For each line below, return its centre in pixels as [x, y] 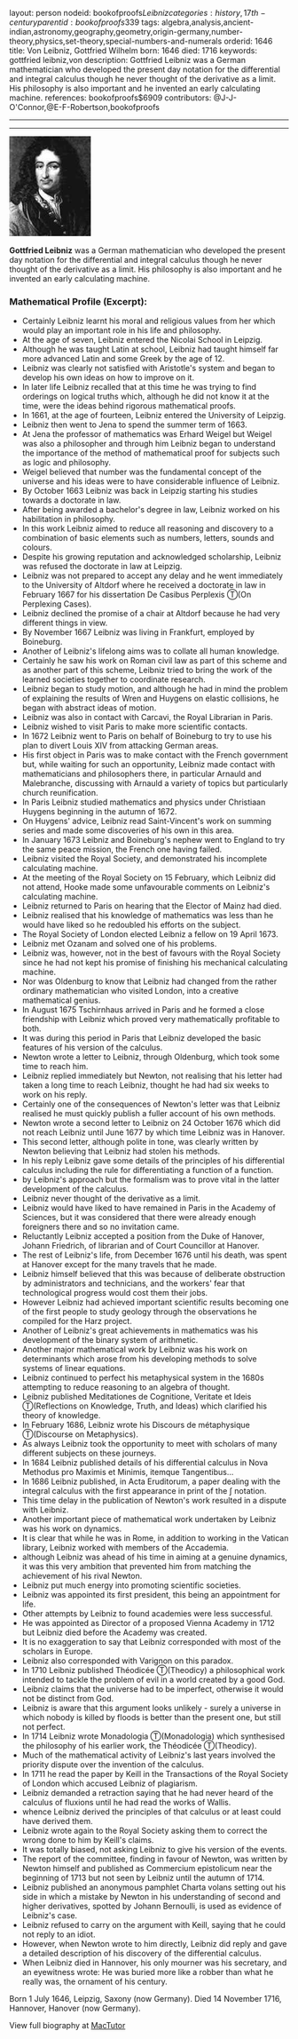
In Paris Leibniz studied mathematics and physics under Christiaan [144, 802]
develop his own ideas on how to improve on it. [108, 377]
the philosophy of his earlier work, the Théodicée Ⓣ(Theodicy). [139, 1746]
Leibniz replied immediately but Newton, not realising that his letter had [152, 1076]
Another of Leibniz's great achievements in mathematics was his [140, 1330]
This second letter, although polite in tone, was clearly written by [140, 1142]
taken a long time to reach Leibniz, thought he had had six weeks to [145, 1085]
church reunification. [60, 793]
